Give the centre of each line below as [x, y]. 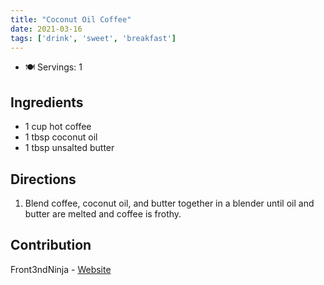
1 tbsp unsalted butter [69, 148]
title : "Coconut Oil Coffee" [71, 19]
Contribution [51, 245]
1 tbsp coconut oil [61, 137]
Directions [43, 179]
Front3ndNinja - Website [61, 269]
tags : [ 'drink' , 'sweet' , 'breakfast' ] [93, 38]
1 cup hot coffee [58, 127]
